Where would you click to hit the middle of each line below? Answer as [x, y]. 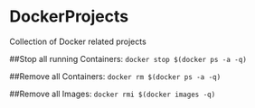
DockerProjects [69, 17]
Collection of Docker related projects [78, 41]
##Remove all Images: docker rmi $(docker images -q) [113, 94]
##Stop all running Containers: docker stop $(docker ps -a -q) [128, 58]
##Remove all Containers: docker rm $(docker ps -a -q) [115, 76]
